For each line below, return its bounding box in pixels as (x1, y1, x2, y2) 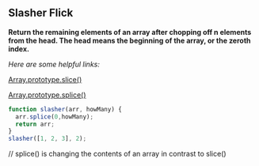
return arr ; (15, 120, 55, 128)
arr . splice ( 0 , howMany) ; (15, 112, 93, 121)
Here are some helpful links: (8, 59, 101, 69)
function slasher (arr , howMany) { (8, 105, 123, 113)
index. (8, 43, 30, 54)
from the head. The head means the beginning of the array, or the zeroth (8, 36, 251, 45)
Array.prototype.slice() (8, 74, 82, 84)
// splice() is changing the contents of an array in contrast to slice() (8, 149, 227, 159)
